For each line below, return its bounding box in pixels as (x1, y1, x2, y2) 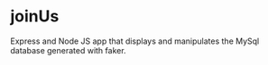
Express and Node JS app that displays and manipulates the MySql (10, 36, 260, 46)
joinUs (10, 6, 60, 27)
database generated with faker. (10, 45, 126, 55)
